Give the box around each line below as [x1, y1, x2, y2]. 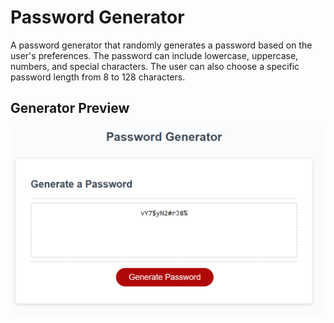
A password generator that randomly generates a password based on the [10, 39, 313, 51]
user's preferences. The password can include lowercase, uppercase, [10, 49, 299, 61]
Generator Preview [10, 100, 130, 117]
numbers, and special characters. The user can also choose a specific [10, 60, 300, 72]
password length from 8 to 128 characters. [10, 71, 186, 83]
